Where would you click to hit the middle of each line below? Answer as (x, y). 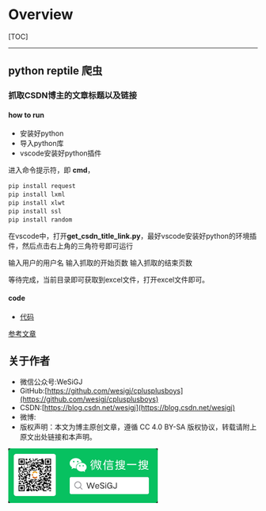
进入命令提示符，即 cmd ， (51, 170)
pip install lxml (37, 195)
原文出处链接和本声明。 (58, 436)
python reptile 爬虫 (55, 71)
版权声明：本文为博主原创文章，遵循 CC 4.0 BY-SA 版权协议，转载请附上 (138, 427)
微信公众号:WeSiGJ (51, 382)
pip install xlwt (37, 203)
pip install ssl (35, 212)
